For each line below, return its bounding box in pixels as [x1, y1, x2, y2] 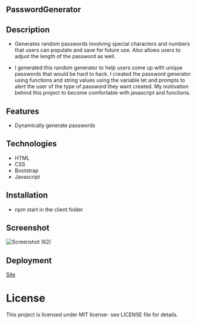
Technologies [6, 139, 57, 149]
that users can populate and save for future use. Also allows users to [14, 46, 181, 54]
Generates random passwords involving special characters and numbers [14, 41, 191, 48]
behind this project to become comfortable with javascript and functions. [14, 89, 191, 96]
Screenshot [6, 223, 50, 233]
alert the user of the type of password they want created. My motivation [14, 83, 189, 90]
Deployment [6, 255, 52, 265]
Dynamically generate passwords [14, 122, 96, 129]
